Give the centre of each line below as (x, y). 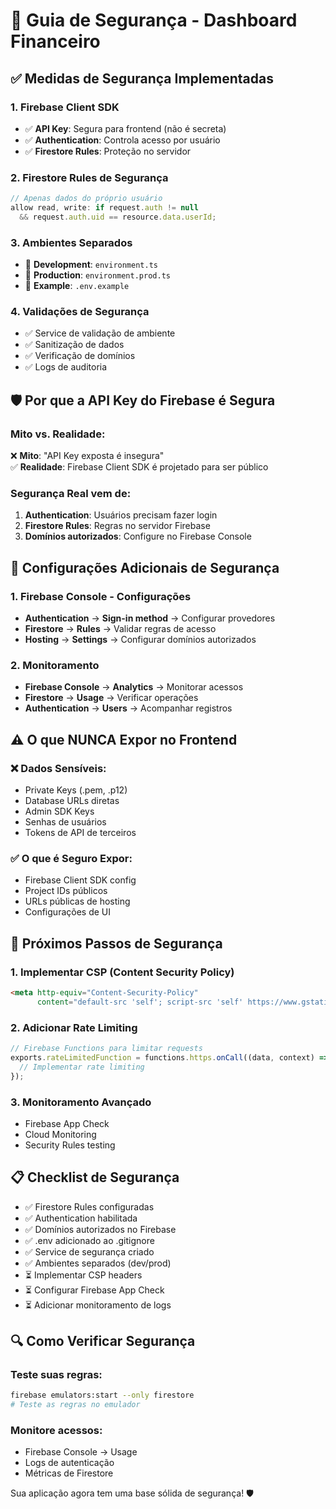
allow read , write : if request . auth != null (104, 208)
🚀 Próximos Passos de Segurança (116, 943)
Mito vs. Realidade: (58, 434)
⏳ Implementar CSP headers (83, 1275)
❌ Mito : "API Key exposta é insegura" (87, 456)
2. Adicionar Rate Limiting (74, 1027)
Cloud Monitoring (60, 1134)
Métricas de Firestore (69, 1473)
